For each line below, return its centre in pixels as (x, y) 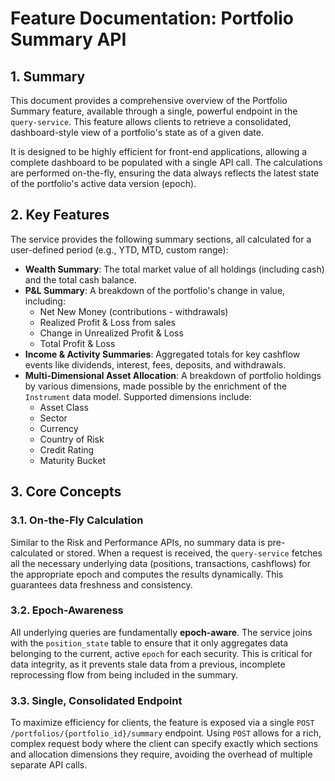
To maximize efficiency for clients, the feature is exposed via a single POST (162, 723)
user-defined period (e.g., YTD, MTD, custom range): (119, 249)
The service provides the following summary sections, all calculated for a (161, 239)
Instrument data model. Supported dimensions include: (138, 396)
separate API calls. (49, 765)
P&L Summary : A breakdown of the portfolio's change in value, (155, 290)
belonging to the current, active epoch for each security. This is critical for (161, 653)
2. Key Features (60, 215)
